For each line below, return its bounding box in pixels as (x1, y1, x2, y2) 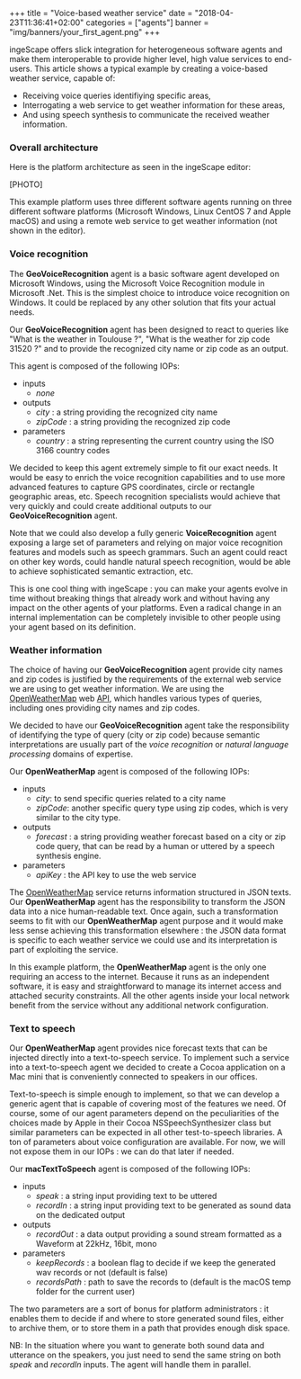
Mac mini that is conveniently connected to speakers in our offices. (9, 1071, 258, 1082)
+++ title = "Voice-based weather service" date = (9, 8, 193, 18)
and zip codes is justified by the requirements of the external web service (9, 674, 282, 685)
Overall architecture (9, 141, 99, 154)
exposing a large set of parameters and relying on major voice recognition (9, 537, 283, 548)
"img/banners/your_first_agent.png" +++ (9, 27, 161, 37)
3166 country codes (35, 444, 111, 455)
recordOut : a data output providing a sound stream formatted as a (35, 1229, 282, 1240)
